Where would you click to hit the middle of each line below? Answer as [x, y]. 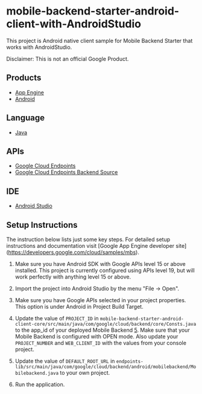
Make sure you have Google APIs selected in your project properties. [100, 300]
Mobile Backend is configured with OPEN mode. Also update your [96, 336]
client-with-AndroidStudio [74, 24]
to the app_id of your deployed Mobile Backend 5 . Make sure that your [102, 330]
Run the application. [40, 384]
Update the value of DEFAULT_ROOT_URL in [65, 361]
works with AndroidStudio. [39, 47]
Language [26, 118]
